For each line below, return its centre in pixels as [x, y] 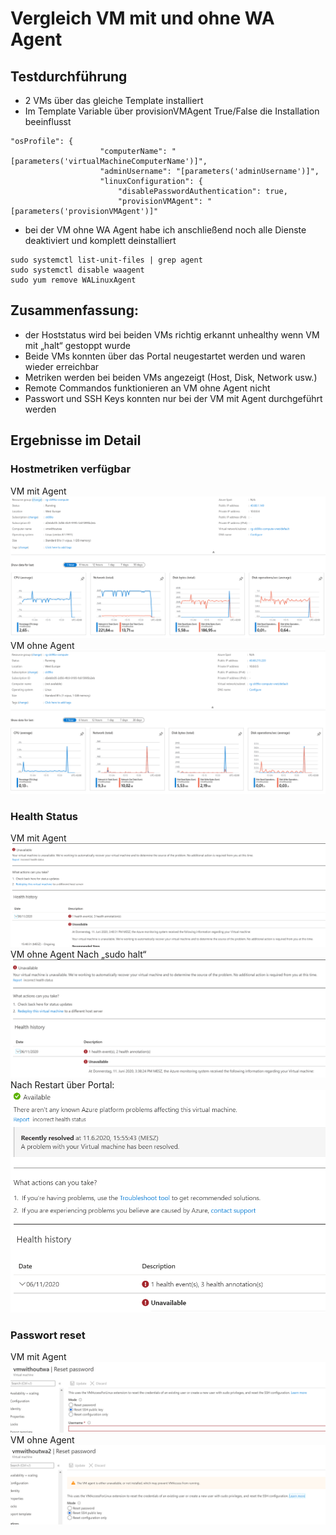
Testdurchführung [69, 76]
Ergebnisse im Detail [76, 440]
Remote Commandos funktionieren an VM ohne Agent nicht [147, 388]
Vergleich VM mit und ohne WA [142, 18]
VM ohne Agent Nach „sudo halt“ [78, 954]
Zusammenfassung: [74, 310]
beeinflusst [48, 121]
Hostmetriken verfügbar [71, 469]
